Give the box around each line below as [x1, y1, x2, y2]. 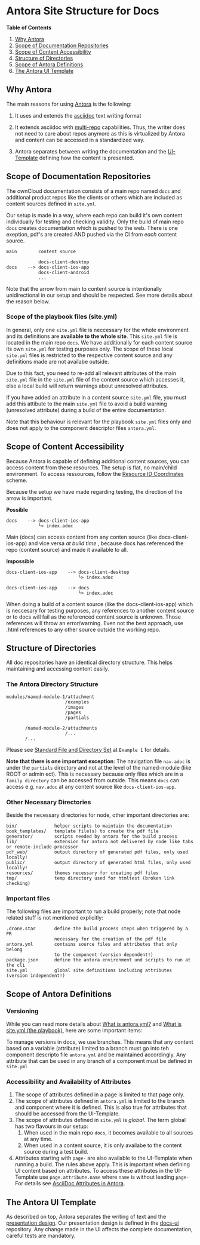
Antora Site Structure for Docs [6, 4, 159, 18]
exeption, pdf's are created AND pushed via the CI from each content [6, 230, 177, 238]
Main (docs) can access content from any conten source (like [6, 533, 158, 540]
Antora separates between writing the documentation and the [14, 147, 167, 155]
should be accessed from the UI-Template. [14, 1110, 121, 1117]
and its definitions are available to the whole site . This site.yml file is [6, 333, 178, 340]
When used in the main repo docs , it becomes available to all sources [23, 1129, 193, 1136]
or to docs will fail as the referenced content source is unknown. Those [6, 613, 181, 620]
